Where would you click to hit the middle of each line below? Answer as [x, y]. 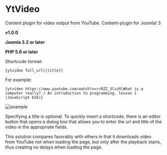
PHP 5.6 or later [22, 52]
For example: [19, 79]
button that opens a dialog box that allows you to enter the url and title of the [83, 121]
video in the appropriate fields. [37, 127]
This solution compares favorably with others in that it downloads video [78, 136]
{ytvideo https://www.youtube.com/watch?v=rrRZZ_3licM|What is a [74, 89]
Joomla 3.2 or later [25, 42]
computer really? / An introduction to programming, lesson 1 [71, 93]
